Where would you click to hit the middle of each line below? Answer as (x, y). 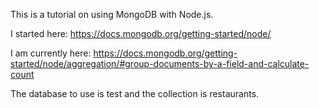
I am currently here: (51, 53)
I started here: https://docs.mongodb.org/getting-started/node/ (141, 33)
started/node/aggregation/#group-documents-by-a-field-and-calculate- (160, 63)
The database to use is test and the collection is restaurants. (135, 93)
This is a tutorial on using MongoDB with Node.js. (112, 14)
